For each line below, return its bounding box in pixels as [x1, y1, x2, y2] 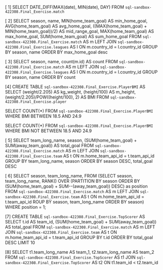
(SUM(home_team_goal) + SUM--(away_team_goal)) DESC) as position [5, 183, 148, 189]
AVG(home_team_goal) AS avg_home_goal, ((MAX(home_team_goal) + [5, 23, 147, 29]
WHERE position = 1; [5, 204, 47, 210]
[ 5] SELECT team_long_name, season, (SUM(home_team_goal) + [5, 137, 137, 143]
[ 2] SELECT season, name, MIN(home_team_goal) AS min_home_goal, [5, 18, 148, 24]
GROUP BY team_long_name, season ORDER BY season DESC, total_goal [5, 158, 153, 164]
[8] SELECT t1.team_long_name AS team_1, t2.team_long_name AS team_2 [5, 249, 154, 255]
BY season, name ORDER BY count [5, 74, 76, 80]
